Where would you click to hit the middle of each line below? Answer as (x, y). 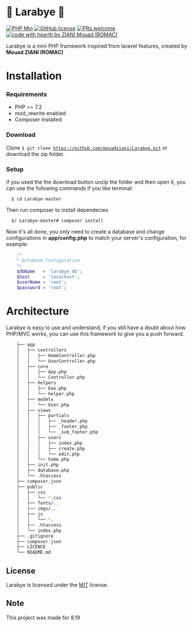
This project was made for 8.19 (43, 618)
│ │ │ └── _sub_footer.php (57, 432)
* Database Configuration (48, 260)
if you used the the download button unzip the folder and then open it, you (96, 182)
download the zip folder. (35, 154)
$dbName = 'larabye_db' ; (50, 271)
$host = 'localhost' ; (48, 277)
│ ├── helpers (37, 383)
